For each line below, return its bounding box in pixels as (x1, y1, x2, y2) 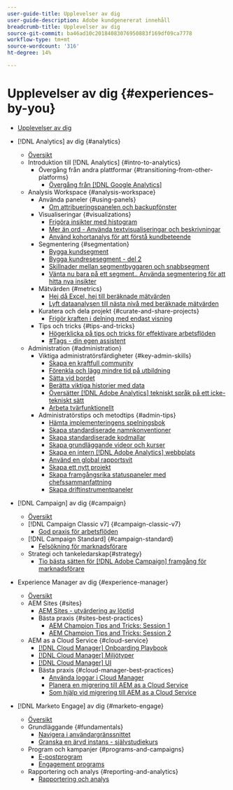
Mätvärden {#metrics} (38, 284, 103, 292)
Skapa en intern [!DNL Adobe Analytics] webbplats (48, 448, 196, 456)
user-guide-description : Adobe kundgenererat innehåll (7, 17, 171, 24)
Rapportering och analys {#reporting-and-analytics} (27, 767, 178, 775)
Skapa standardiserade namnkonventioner (48, 425, 171, 434)
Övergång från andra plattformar (38, 165, 133, 174)
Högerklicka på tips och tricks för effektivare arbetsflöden (48, 329, 216, 337)
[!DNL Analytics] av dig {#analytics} (17, 137, 121, 146)
